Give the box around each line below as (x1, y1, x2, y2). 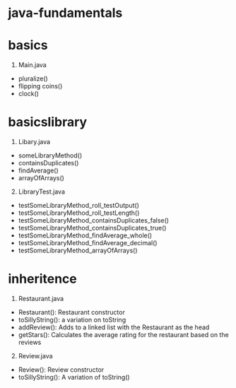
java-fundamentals (8, 5, 123, 21)
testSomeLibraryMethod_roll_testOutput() (18, 201, 140, 210)
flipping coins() (18, 82, 63, 90)
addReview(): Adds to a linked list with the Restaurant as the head (18, 323, 210, 331)
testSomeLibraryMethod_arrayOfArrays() (18, 246, 138, 255)
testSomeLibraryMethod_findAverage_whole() (18, 231, 153, 240)
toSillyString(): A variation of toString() (18, 373, 130, 381)
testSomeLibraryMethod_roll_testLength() (18, 208, 140, 217)
